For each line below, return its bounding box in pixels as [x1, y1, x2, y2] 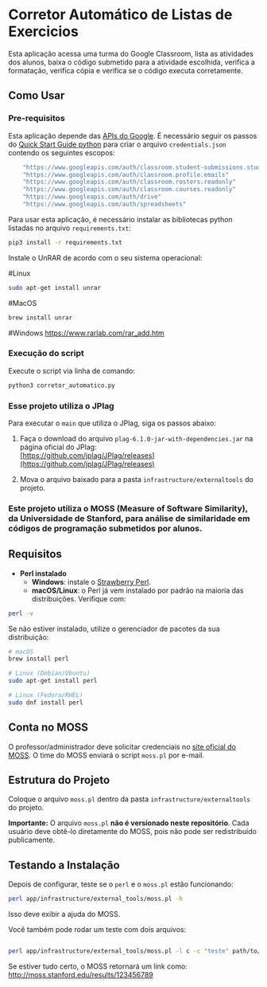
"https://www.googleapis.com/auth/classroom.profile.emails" [22, 170, 229, 178]
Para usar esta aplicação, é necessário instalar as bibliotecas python [8, 214, 233, 224]
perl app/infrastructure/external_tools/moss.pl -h [8, 895, 183, 903]
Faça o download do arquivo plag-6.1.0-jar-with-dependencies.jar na [19, 433, 253, 443]
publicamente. [8, 835, 56, 845]
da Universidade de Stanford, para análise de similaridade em [8, 512, 250, 523]
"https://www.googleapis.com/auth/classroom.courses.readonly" [22, 186, 237, 194]
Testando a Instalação [8, 858, 121, 871]
